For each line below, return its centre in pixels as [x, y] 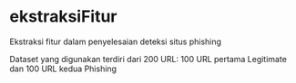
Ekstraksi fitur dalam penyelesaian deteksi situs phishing [115, 41]
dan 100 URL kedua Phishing [63, 69]
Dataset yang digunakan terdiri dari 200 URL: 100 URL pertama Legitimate [148, 59]
